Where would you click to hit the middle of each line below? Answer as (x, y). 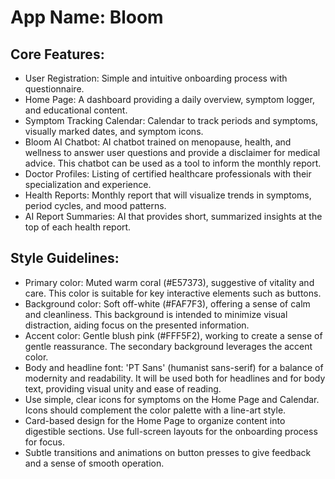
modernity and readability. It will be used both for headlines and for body (175, 378)
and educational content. (76, 110)
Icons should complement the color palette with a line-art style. (155, 410)
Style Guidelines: (65, 258)
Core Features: (57, 54)
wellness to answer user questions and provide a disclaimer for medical (172, 152)
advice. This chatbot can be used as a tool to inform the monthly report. (173, 163)
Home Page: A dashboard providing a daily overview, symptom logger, (169, 99)
